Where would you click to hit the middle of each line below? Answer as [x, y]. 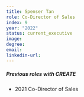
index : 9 [17, 22]
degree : [16, 45]
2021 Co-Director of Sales [46, 89]
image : [14, 39]
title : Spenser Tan [30, 11]
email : [14, 50]
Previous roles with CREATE [41, 74]
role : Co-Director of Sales [41, 17]
